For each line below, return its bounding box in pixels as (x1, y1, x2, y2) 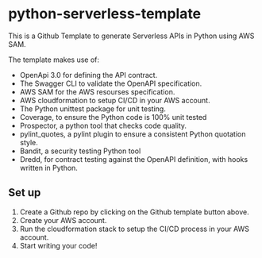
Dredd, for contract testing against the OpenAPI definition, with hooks (19, 154, 249, 164)
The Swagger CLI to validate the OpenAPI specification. (19, 79, 202, 88)
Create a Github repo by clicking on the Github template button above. (19, 207, 250, 217)
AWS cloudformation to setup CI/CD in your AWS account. (19, 95, 210, 105)
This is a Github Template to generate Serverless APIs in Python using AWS (8, 31, 255, 40)
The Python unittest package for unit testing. (19, 104, 167, 114)
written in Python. (19, 163, 78, 172)
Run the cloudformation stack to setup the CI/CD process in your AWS (19, 224, 250, 233)
